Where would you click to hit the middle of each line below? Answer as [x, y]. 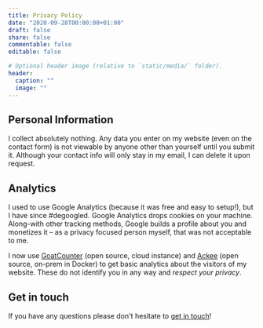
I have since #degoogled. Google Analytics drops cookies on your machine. [130, 216]
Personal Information [61, 120]
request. [22, 164]
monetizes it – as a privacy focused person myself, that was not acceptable [130, 232]
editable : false [35, 52]
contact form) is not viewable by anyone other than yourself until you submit [131, 147]
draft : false [29, 30]
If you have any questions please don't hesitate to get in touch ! [110, 315]
